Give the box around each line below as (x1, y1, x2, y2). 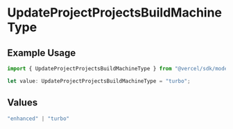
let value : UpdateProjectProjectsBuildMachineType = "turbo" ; (7, 77, 191, 84)
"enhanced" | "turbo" (7, 115, 70, 122)
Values (7, 97, 38, 108)
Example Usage (7, 47, 76, 59)
